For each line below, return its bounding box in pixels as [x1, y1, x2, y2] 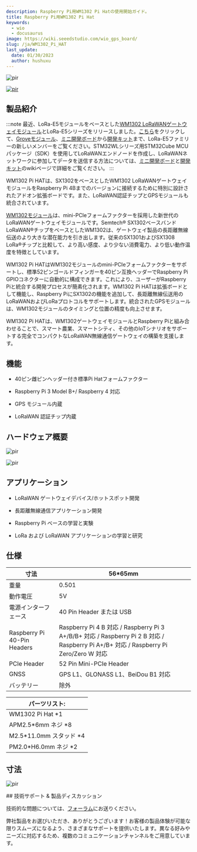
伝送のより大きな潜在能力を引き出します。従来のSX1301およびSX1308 [6, 234, 175, 241]
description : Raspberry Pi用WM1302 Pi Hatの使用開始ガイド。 [6, 8, 150, 15]
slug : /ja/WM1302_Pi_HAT [6, 42, 67, 48]
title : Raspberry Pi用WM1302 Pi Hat [6, 14, 95, 20]
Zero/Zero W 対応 [59, 650, 107, 658]
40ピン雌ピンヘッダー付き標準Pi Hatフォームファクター [14, 375, 148, 382]
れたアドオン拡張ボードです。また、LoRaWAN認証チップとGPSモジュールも [6, 192, 189, 199]
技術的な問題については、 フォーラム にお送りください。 [6, 805, 140, 812]
